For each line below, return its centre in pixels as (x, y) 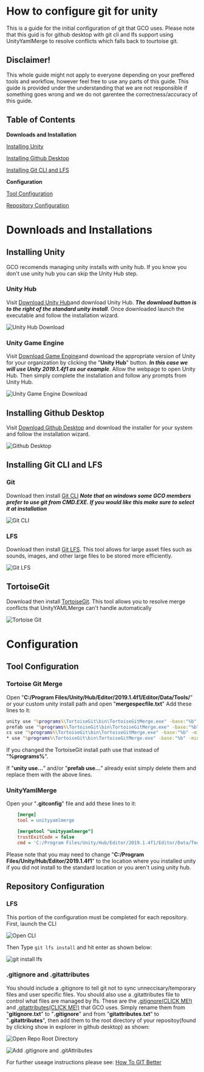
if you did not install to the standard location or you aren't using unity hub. (99, 867)
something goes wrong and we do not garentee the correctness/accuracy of (102, 94)
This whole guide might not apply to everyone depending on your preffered (100, 75)
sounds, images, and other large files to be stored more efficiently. (90, 556)
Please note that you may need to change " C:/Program (75, 854)
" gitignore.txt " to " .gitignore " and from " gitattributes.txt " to (83, 1014)
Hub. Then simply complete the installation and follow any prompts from (97, 376)
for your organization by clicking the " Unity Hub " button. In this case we (97, 363)
